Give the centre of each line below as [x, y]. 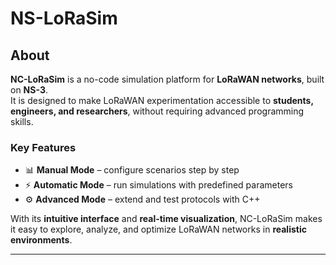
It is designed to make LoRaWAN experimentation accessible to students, [162, 100]
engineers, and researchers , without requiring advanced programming [157, 111]
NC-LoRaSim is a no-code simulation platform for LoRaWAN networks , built [167, 79]
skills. [22, 121]
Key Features [43, 147]
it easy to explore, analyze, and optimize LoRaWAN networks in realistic [158, 229]
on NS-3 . [29, 90]
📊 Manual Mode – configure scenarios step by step [132, 170]
